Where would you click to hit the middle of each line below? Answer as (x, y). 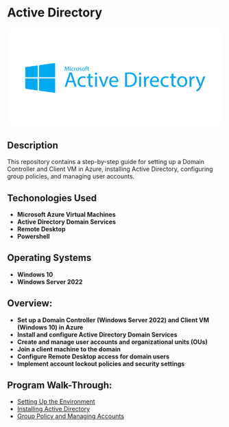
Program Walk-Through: (60, 385)
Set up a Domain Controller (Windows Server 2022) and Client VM (113, 320)
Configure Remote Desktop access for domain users (93, 356)
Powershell (33, 236)
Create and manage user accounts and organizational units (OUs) (112, 342)
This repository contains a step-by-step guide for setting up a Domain (106, 162)
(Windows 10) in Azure (50, 327)
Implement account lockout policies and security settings (101, 363)
